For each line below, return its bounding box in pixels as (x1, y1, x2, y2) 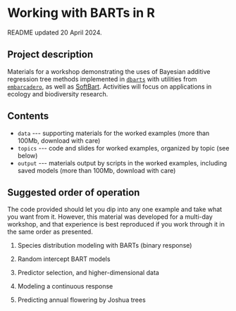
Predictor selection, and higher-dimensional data (17, 269, 160, 277)
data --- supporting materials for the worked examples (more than (17, 129, 210, 137)
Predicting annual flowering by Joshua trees (17, 296, 146, 304)
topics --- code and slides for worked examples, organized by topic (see (17, 144, 230, 152)
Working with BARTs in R (7, 5, 155, 21)
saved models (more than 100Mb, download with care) (17, 166, 176, 174)
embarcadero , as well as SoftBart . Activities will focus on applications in (7, 82, 212, 91)
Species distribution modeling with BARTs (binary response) (17, 241, 192, 250)
